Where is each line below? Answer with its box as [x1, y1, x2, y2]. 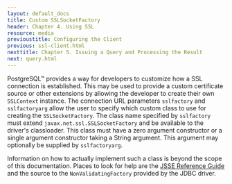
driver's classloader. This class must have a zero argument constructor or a [7, 126, 223, 134]
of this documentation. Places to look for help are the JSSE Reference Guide [7, 161, 225, 170]
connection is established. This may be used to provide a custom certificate [7, 81, 224, 90]
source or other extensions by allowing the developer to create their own [7, 89, 215, 97]
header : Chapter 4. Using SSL [7, 23, 95, 30]
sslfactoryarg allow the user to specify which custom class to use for [7, 103, 206, 112]
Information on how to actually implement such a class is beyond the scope [7, 154, 222, 162]
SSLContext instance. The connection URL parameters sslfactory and [7, 97, 206, 105]
